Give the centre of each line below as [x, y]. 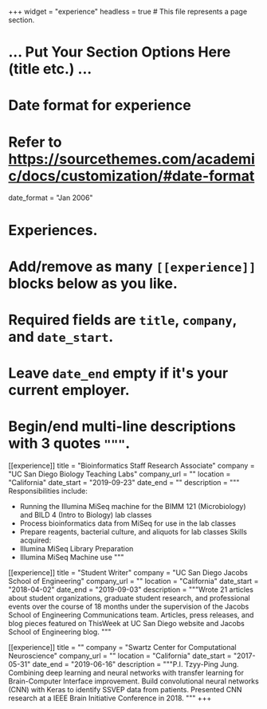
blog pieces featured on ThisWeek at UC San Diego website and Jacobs [126, 623]
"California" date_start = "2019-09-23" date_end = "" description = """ [124, 482]
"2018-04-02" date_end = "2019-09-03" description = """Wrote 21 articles [131, 590]
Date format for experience [100, 106]
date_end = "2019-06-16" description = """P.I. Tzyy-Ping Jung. [135, 664]
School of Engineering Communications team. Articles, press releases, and [131, 615]
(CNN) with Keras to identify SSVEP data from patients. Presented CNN [125, 689]
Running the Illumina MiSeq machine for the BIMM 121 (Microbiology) [133, 506]
